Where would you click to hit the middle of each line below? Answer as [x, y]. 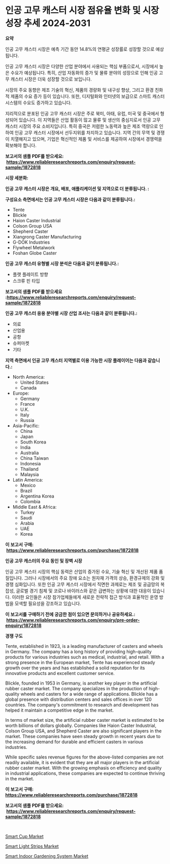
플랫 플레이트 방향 [30, 274]
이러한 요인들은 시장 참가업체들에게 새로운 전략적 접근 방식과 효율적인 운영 [85, 597]
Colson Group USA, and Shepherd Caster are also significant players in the [83, 731]
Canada [28, 387]
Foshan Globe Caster [35, 253]
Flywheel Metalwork [34, 247]
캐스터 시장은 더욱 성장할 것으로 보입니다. [51, 79]
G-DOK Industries [31, 242]
